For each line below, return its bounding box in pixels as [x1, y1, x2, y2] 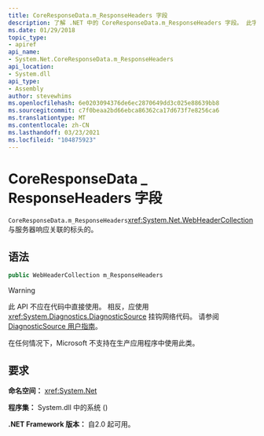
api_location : [8, 63, 55, 71]
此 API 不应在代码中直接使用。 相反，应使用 [8, 302, 149, 312]
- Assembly [8, 84, 44, 93]
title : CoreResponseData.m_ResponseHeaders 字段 [8, 11, 168, 20]
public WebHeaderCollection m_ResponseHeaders [8, 272, 163, 279]
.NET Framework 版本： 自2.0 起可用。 [8, 419, 135, 429]
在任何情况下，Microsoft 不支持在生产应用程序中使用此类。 [8, 338, 200, 348]
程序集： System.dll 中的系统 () [8, 402, 108, 412]
